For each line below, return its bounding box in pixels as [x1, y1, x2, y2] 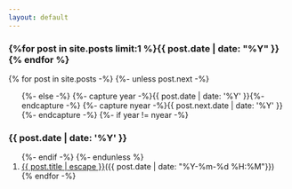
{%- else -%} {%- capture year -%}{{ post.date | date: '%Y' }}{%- [20, 91, 264, 101]
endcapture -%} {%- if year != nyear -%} [37, 109, 189, 120]
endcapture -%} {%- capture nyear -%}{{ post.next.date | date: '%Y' [20, 99, 275, 111]
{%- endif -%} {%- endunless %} [20, 152, 144, 162]
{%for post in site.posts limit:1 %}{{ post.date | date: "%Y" [8, 42, 269, 54]
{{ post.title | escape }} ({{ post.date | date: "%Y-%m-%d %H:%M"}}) [20, 161, 275, 172]
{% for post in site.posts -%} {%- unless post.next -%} [8, 73, 210, 84]
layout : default [8, 12, 69, 22]
